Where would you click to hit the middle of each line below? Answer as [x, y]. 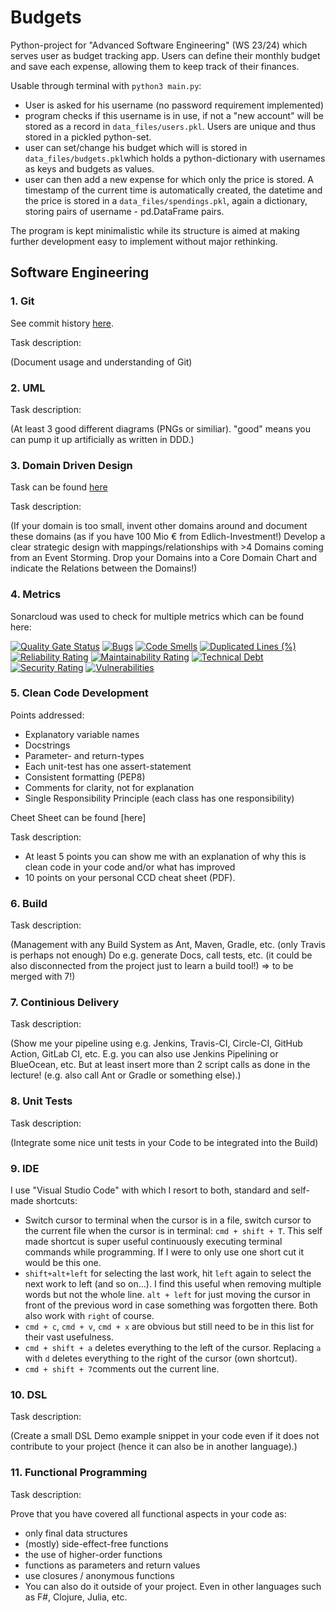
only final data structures [76, 1533]
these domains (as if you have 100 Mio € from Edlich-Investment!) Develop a [168, 537]
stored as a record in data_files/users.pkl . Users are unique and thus [170, 126]
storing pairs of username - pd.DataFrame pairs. [124, 211]
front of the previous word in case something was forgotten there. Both [171, 1305]
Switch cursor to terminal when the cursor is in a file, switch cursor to [168, 1220]
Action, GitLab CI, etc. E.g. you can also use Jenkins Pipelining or [144, 1054]
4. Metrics [36, 594]
